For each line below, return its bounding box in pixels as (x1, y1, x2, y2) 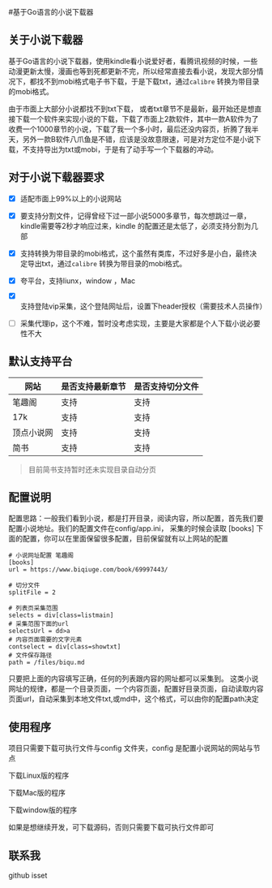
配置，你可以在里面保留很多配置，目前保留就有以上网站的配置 (22, 534, 228, 544)
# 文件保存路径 (8, 652, 53, 660)
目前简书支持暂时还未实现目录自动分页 (28, 464, 156, 474)
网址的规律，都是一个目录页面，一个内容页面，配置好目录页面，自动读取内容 (8, 684, 264, 694)
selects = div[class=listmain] (8, 611, 114, 619)
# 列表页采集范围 (8, 604, 58, 613)
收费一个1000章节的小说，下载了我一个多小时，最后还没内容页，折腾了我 (8, 124, 253, 134)
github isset (8, 870, 48, 880)
